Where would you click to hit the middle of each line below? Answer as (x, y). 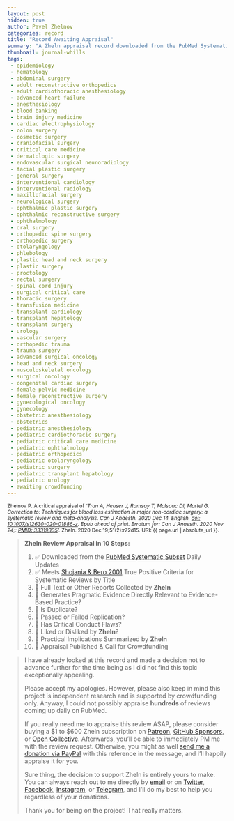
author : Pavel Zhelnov (40, 26)
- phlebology (29, 254)
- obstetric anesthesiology (51, 415)
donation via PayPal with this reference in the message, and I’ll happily (125, 753)
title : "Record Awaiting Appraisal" (60, 40)
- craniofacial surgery (45, 144)
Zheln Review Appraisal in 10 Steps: (77, 543)
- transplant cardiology (46, 312)
